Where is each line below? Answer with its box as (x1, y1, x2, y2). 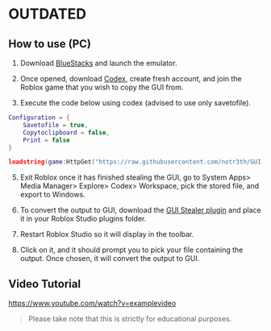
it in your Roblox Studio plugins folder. (19, 214, 147, 224)
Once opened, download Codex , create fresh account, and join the (19, 74, 242, 83)
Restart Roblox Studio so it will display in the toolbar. (19, 230, 194, 239)
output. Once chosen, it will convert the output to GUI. (19, 254, 200, 263)
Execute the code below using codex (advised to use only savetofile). (19, 98, 252, 107)
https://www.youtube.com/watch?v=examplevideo (8, 299, 177, 308)
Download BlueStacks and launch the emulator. (19, 58, 177, 68)
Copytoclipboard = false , (23, 128, 110, 137)
